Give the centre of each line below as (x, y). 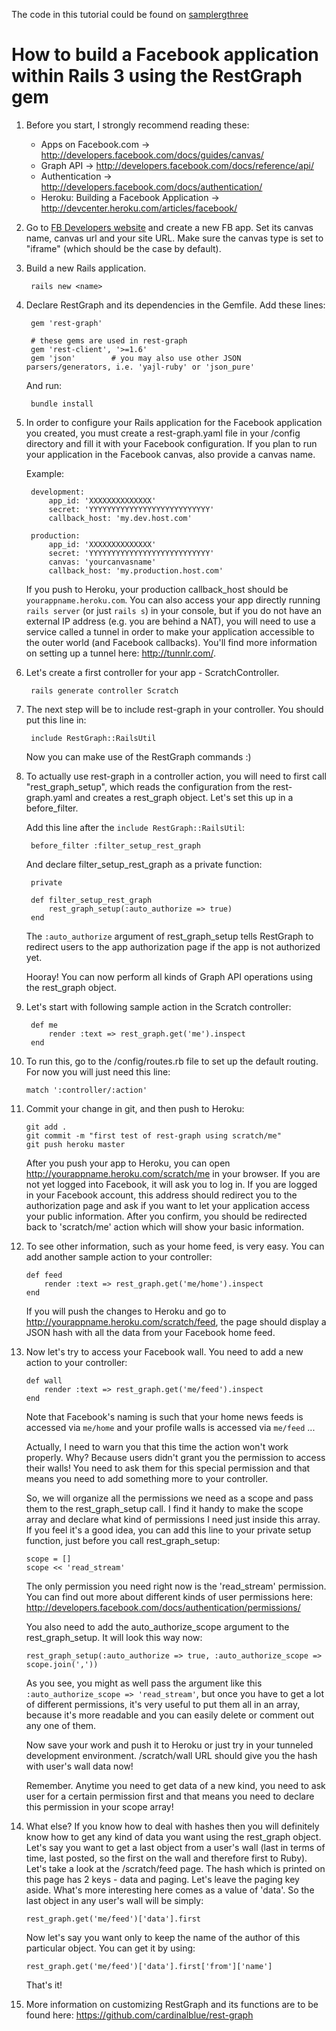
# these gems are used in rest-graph (109, 340)
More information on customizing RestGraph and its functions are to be (172, 2004)
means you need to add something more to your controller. (147, 1478)
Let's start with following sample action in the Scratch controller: (158, 1006)
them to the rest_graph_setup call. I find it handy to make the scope (164, 1508)
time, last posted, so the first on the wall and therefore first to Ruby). (166, 1858)
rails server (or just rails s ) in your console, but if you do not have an (173, 610)
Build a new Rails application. (86, 268)
